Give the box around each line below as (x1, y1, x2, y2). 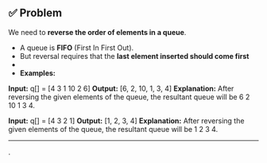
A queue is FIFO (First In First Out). (19, 43, 134, 52)
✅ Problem (8, 6, 62, 20)
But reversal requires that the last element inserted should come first (19, 51, 250, 60)
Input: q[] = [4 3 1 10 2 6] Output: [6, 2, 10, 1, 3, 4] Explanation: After (8, 83, 234, 93)
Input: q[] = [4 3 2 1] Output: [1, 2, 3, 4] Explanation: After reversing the (8, 115, 245, 126)
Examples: (19, 68, 56, 78)
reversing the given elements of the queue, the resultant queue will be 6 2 (8, 91, 250, 102)
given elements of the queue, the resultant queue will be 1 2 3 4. (8, 124, 219, 134)
